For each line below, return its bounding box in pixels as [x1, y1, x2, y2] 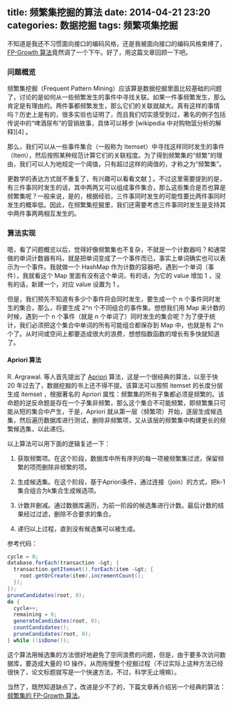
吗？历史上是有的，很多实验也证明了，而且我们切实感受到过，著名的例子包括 [7, 110, 226, 119]
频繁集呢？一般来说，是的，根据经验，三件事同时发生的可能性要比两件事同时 [7, 192, 226, 200]
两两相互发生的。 [31, 209, 80, 217]
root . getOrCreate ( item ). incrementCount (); [19, 573, 144, 580]
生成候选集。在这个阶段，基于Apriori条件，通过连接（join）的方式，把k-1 [17, 477, 225, 486]
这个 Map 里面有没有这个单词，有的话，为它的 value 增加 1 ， [40, 272, 215, 280]
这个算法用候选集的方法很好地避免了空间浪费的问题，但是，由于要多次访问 [7, 650, 220, 659]
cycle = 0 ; [7, 553, 39, 560]
